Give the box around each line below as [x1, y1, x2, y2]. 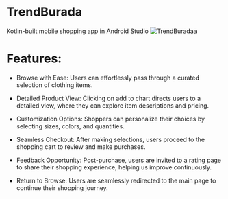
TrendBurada [6, 4, 83, 20]
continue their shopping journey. [16, 183, 109, 192]
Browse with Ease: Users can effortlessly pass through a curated [16, 73, 199, 82]
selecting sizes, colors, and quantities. [16, 121, 125, 130]
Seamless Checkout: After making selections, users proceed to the [16, 135, 205, 143]
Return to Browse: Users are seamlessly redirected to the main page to [16, 176, 216, 185]
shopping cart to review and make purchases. [16, 142, 146, 151]
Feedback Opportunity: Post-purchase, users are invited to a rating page [16, 156, 222, 164]
